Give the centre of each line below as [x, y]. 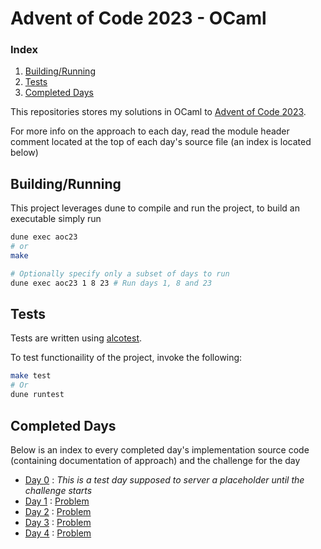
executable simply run [56, 219]
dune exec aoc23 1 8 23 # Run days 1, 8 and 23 [111, 283]
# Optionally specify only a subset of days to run [120, 273]
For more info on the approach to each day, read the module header [150, 131]
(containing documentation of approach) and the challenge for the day [155, 460]
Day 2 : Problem [58, 511]
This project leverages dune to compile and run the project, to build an [155, 208]
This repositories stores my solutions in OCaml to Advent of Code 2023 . [158, 112]
